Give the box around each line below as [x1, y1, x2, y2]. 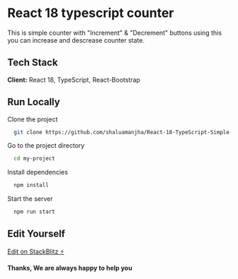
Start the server [7, 195, 53, 203]
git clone [13, 128, 42, 136]
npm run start [13, 208, 55, 216]
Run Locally [7, 96, 60, 108]
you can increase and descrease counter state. [7, 35, 145, 44]
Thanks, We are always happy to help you [7, 263, 132, 272]
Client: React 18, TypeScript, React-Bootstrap [7, 75, 140, 84]
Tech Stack [7, 57, 58, 69]
